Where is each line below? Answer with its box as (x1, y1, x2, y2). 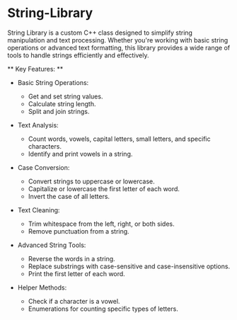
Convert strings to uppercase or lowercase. (28, 177, 156, 185)
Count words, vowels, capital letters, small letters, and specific (28, 135, 211, 143)
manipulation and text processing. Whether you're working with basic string (7, 35, 229, 44)
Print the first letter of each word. (28, 269, 125, 278)
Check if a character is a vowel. (28, 297, 120, 305)
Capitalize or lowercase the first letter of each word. (28, 184, 180, 193)
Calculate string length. (28, 99, 97, 108)
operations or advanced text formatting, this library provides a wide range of (7, 43, 231, 52)
